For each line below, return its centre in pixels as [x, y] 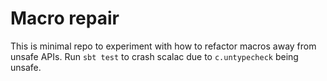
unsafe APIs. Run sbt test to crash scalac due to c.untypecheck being [154, 56]
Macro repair [65, 18]
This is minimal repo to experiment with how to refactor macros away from [163, 46]
